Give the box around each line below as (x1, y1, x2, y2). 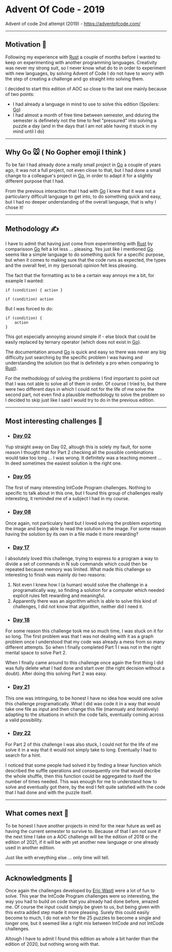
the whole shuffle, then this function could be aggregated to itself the (5, 773, 152, 779)
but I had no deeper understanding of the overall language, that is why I (5, 199, 156, 205)
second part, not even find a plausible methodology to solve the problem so (5, 391, 165, 398)
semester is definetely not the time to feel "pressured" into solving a (12, 117, 157, 124)
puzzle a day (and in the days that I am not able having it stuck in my (12, 123, 158, 129)
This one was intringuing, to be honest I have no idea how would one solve (5, 695, 163, 701)
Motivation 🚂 (5, 40, 47, 49)
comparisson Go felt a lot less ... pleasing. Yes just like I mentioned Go (5, 246, 154, 252)
